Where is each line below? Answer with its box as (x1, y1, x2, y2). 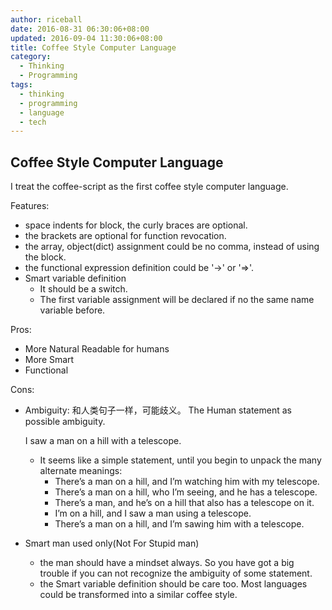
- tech (19, 117, 47, 127)
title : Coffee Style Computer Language (10, 42, 177, 53)
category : (10, 52, 52, 62)
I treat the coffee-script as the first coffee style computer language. (10, 181, 289, 193)
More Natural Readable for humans (24, 343, 170, 355)
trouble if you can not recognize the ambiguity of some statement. (39, 567, 313, 580)
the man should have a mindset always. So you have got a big (39, 557, 295, 569)
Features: (10, 200, 50, 212)
